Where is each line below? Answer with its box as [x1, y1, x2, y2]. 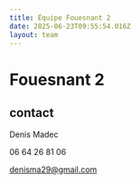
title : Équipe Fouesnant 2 [9, 13, 111, 23]
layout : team [9, 30, 59, 39]
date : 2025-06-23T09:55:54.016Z [9, 22, 131, 31]
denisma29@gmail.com [9, 164, 98, 175]
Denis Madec [9, 129, 59, 140]
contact [9, 105, 54, 121]
